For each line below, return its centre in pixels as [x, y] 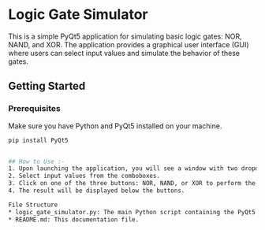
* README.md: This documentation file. [74, 219]
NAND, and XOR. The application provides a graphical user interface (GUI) [129, 44]
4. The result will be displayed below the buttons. [97, 191]
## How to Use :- [37, 161]
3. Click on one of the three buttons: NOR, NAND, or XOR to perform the [132, 184]
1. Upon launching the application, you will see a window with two [123, 169]
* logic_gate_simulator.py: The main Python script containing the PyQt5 [132, 212]
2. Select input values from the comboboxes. [84, 176]
